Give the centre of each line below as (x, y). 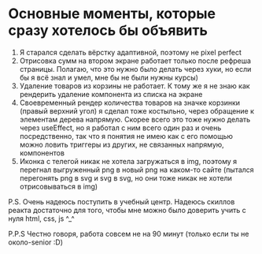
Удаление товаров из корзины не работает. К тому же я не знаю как (135, 86)
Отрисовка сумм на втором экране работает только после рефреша (135, 61)
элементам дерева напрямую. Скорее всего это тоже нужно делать (135, 119)
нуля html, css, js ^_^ (41, 219)
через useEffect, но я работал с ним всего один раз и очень (120, 128)
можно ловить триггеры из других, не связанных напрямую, (122, 144)
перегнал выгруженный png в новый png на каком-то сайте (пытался (137, 170)
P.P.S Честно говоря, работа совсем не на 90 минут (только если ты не (129, 233)
